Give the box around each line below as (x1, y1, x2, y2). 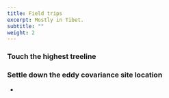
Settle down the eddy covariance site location (7, 70, 163, 79)
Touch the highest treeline (7, 52, 96, 62)
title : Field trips (7, 10, 63, 17)
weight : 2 (7, 29, 36, 36)
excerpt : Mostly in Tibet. (7, 16, 84, 23)
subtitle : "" (7, 23, 44, 29)
